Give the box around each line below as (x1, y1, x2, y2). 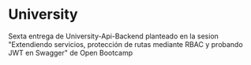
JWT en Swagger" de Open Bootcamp (8, 48, 133, 57)
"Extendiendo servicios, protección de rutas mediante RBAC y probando (8, 39, 243, 49)
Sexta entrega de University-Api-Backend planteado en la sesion (8, 31, 219, 41)
